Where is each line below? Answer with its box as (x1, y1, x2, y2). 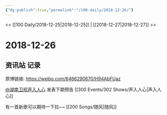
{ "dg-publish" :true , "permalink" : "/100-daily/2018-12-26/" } (5, 7, 134, 13)
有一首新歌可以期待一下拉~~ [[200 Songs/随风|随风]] (5, 103, 117, 110)
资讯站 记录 (5, 61, 41, 70)
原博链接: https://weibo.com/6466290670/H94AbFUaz (5, 75, 121, 82)
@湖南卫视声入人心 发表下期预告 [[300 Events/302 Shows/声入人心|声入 (5, 86, 157, 93)
